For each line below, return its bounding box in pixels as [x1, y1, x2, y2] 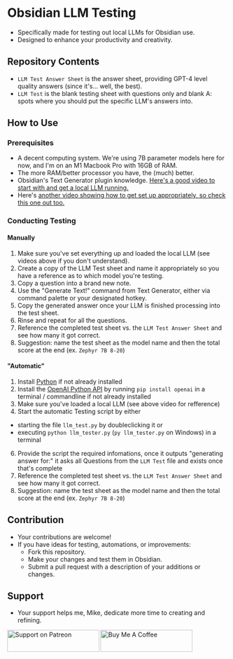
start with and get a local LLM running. [17, 183, 129, 192]
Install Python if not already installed [17, 377, 122, 386]
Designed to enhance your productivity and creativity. [17, 35, 173, 43]
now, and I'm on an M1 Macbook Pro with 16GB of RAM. [17, 161, 178, 169]
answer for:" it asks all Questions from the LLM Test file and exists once [17, 457, 223, 465]
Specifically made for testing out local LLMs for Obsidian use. [17, 28, 195, 36]
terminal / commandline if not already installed [17, 392, 152, 401]
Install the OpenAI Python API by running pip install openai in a [17, 384, 205, 393]
